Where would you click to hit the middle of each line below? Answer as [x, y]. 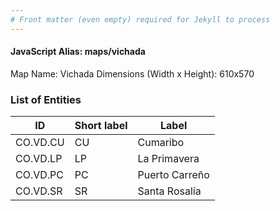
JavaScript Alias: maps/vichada [78, 52]
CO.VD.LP [39, 159]
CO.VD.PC [40, 175]
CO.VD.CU [40, 143]
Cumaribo [161, 143]
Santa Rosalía [169, 191]
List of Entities [46, 99]
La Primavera [168, 159]
